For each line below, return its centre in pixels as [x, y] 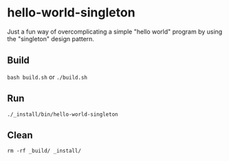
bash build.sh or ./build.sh [47, 77]
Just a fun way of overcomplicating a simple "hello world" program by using [115, 32]
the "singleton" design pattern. [51, 38]
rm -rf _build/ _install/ [44, 151]
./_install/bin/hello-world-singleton [63, 114]
